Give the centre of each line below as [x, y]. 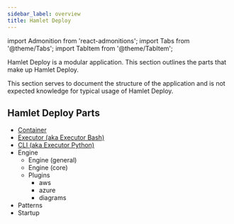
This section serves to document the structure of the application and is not [116, 83]
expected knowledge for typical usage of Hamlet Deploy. [90, 91]
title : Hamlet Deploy [39, 21]
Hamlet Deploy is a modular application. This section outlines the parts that [117, 62]
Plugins [39, 175]
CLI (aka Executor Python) [56, 145]
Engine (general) [52, 160]
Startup [29, 213]
